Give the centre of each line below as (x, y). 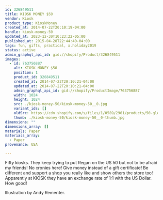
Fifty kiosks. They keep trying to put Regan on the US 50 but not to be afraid (81, 162)
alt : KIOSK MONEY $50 (35, 68)
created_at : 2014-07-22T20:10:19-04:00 (45, 28)
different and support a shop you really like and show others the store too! (79, 173)
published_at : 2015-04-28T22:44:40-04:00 (48, 41)
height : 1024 (27, 100)
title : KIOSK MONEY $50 (29, 14)
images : (13, 59)
